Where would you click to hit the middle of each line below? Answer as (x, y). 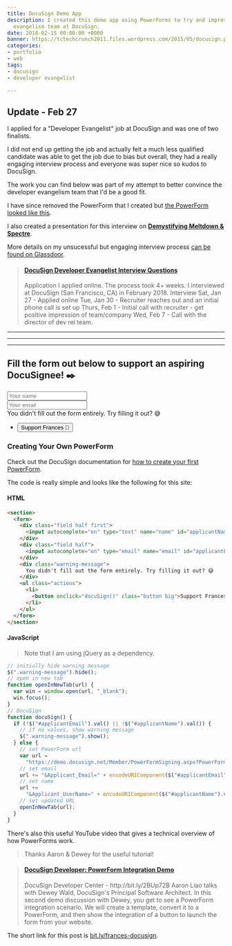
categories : (24, 46)
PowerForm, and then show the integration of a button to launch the (120, 914)
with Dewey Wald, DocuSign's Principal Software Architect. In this (118, 892)
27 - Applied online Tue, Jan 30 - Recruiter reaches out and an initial (121, 300)
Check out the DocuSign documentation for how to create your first (103, 461)
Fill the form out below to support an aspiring (106, 363)
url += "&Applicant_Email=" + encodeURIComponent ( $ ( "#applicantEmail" (123, 775)
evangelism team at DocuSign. (57, 26)
